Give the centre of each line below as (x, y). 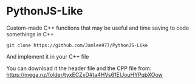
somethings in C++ (30, 34)
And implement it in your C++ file (48, 56)
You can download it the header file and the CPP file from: (79, 68)
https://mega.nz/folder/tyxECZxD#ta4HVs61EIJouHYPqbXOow (84, 74)
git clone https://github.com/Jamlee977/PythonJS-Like (77, 45)
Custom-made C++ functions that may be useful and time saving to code (98, 28)
